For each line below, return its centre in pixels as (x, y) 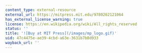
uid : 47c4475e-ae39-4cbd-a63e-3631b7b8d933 (52, 38)
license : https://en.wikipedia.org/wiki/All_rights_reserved (71, 24)
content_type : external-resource (41, 10)
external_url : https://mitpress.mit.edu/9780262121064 (64, 15)
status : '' (17, 29)
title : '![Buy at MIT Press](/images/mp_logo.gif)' (61, 33)
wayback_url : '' (22, 43)
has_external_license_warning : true (44, 19)
